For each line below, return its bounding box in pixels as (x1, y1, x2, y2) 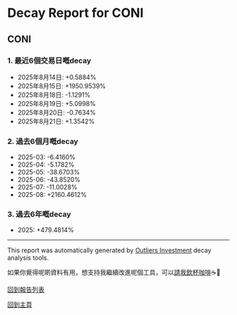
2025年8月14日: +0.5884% (17, 73, 97, 81)
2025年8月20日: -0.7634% (17, 108, 97, 117)
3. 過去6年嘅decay (7, 210, 72, 220)
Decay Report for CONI (7, 5, 144, 21)
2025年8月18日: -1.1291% (17, 90, 91, 99)
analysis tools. (7, 254, 49, 262)
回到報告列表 (7, 285, 44, 294)
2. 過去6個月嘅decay (7, 136, 79, 146)
